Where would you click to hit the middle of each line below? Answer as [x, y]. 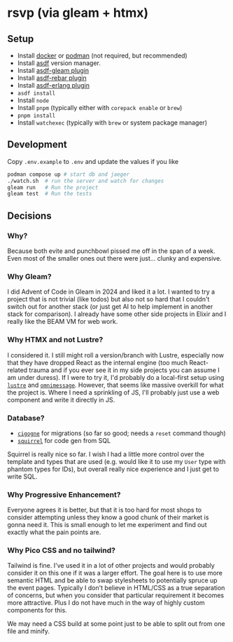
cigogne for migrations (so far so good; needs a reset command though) [121, 433]
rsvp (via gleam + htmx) [78, 13]
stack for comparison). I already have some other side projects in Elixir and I [117, 314]
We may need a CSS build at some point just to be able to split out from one [116, 624]
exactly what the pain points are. [54, 532]
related [17, 370]
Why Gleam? [29, 276]
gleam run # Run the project [53, 187]
